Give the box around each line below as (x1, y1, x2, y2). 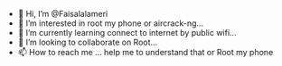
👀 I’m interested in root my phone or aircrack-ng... (17, 18, 204, 29)
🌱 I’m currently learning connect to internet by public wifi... (17, 28, 237, 37)
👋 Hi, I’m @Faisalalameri (17, 9, 108, 19)
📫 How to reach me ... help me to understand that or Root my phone (17, 47, 274, 57)
